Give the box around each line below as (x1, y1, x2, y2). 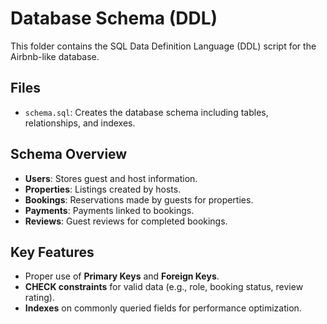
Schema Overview (10, 146, 128, 163)
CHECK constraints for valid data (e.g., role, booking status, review (24, 281, 304, 293)
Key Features (10, 243, 95, 261)
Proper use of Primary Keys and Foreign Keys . (24, 270, 220, 282)
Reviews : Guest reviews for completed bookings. (24, 215, 228, 227)
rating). (24, 292, 55, 304)
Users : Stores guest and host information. (24, 172, 198, 184)
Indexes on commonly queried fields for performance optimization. (24, 302, 302, 314)
